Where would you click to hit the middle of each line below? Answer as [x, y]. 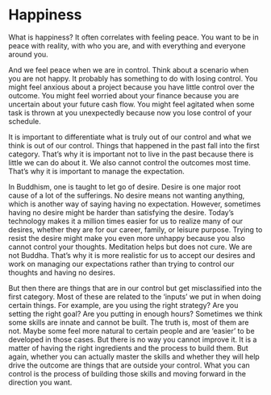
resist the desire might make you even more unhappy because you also [127, 238]
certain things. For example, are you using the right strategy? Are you [123, 305]
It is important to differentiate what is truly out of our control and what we [130, 137]
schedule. [25, 121]
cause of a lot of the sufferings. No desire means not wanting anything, [127, 195]
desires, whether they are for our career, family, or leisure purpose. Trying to [135, 229]
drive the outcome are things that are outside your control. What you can [129, 365]
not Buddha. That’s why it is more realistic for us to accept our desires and [132, 255]
